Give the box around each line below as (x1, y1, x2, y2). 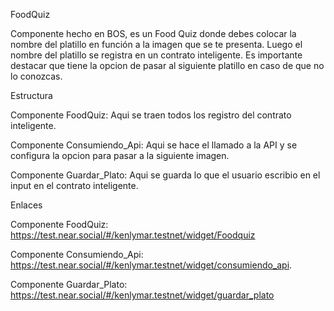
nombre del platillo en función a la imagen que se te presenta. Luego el (10, 39, 303, 50)
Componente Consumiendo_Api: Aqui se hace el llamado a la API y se (10, 139, 298, 151)
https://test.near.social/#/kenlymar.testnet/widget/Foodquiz (10, 229, 256, 241)
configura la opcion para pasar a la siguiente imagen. (10, 150, 230, 161)
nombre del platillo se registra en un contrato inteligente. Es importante (10, 49, 303, 61)
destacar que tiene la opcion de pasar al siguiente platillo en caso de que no (10, 60, 325, 71)
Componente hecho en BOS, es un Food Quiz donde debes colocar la (10, 28, 297, 39)
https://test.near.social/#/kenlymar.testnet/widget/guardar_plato (10, 289, 275, 301)
